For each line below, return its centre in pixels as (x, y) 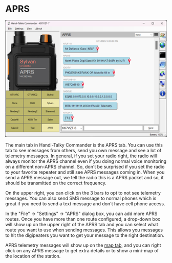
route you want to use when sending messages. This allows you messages (84, 230)
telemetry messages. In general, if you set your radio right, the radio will (81, 156)
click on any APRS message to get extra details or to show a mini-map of (82, 251)
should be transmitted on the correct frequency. (56, 183)
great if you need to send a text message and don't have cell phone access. (85, 204)
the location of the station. (33, 256)
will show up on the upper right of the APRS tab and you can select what (82, 225)
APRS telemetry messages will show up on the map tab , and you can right (83, 245)
